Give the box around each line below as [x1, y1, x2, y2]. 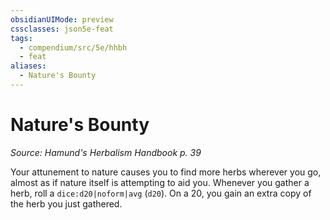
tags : [10, 33, 33, 43]
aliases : [10, 61, 47, 71]
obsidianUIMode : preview [10, 14, 114, 25]
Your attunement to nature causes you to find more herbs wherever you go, [10, 166, 322, 178]
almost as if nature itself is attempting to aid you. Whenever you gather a [10, 176, 310, 188]
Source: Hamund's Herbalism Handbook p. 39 [10, 146, 202, 158]
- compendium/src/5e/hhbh [19, 42, 128, 53]
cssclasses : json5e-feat [10, 24, 114, 34]
